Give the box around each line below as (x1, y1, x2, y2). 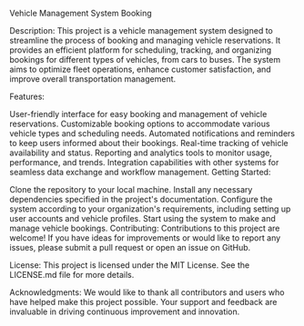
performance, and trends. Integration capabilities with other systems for (9, 157, 279, 167)
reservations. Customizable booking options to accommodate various (9, 118, 270, 129)
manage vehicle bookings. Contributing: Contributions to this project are (9, 222, 280, 233)
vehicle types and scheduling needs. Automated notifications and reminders (9, 128, 296, 139)
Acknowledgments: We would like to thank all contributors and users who (9, 287, 285, 298)
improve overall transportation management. (9, 74, 177, 84)
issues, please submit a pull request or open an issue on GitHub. (9, 242, 251, 252)
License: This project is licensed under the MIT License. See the (9, 260, 250, 271)
